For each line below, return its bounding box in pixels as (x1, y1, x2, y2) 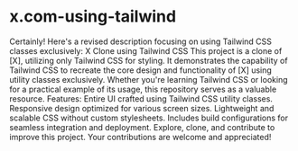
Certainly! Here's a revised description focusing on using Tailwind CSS (9, 36, 273, 47)
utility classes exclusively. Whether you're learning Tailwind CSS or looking (9, 74, 288, 84)
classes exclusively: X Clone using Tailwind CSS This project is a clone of (9, 45, 283, 56)
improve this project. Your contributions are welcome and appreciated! (9, 131, 272, 142)
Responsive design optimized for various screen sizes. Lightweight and (9, 102, 275, 113)
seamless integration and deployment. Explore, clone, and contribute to (9, 121, 275, 132)
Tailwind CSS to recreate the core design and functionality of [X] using (9, 65, 273, 75)
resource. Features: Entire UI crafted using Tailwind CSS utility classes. (9, 93, 274, 104)
